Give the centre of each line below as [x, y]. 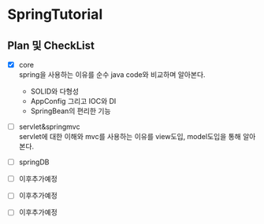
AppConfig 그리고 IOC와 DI [73, 101]
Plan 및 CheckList [51, 45]
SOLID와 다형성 [55, 91]
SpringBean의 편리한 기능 [71, 111]
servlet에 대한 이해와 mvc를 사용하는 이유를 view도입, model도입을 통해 [130, 137]
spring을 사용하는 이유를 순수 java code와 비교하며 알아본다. [112, 75]
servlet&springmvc [49, 127]
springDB [34, 162]
